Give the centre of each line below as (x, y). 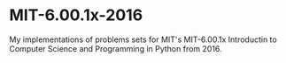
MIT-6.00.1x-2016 (76, 15)
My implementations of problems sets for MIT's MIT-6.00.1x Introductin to (143, 39)
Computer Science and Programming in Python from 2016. (116, 48)
